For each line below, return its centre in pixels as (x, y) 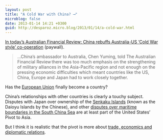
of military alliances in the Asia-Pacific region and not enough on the (86, 67)
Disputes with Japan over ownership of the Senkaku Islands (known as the (80, 102)
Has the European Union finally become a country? (57, 87)
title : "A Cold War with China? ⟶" (41, 14)
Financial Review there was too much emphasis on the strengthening (86, 62)
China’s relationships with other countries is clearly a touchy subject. (74, 97)
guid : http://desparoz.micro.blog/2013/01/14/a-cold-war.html (70, 28)
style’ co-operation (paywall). (35, 47)
